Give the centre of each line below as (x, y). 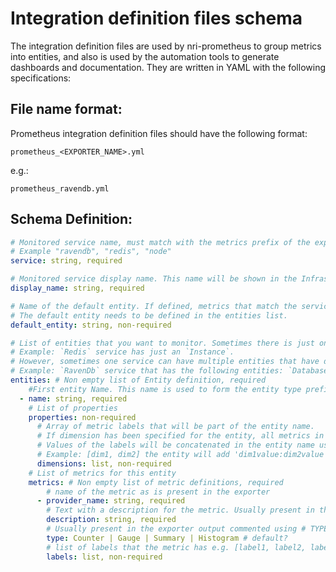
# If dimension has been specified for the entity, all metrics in (180, 436)
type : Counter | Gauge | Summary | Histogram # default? (167, 538)
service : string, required (66, 261)
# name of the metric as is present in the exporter (158, 492)
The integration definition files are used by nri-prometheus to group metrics (166, 46)
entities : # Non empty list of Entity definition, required (138, 380)
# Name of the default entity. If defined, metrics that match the (154, 306)
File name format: (66, 109)
